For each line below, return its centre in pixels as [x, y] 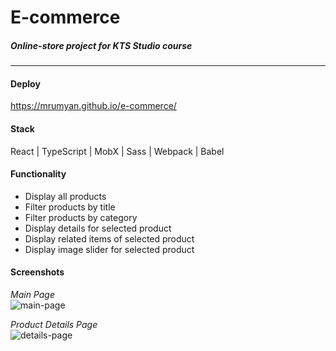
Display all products [65, 196]
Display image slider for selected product [109, 249]
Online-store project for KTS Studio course [101, 45]
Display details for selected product [98, 228]
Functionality [38, 174]
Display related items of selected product [109, 238]
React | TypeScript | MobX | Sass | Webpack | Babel [117, 151]
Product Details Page [54, 324]
